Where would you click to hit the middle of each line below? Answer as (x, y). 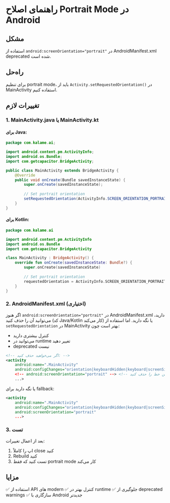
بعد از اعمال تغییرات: (25, 441)
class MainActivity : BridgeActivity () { (50, 258)
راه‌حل (15, 72)
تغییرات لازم (22, 106)
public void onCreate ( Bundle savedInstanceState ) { (70, 180)
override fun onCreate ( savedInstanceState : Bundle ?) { (74, 263)
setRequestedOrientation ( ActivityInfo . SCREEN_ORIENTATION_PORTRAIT (96, 199)
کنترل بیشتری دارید (31, 336)
